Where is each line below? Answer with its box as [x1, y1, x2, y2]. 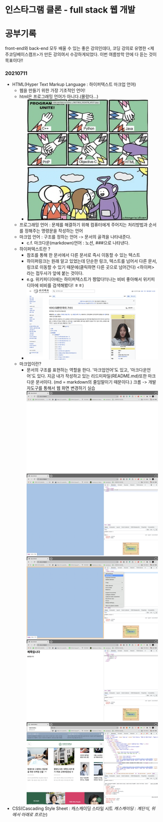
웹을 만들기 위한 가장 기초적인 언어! [19, 88, 86, 94]
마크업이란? [19, 361, 42, 367]
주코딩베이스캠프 [5, 51, 37, 57]
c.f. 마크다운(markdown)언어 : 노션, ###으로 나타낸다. [26, 240, 130, 246]
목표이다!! [5, 58, 23, 64]
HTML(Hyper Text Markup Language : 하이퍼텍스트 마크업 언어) [12, 81, 136, 87]
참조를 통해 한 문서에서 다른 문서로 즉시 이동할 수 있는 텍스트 [26, 252, 141, 258]
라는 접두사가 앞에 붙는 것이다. [26, 270, 84, 276]
